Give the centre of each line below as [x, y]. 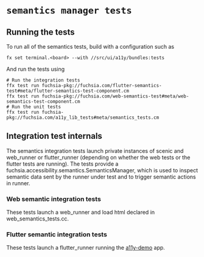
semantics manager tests [69, 11]
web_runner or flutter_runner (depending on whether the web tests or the [98, 157]
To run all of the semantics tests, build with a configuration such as [90, 47]
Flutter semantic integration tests [57, 234]
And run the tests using [36, 69]
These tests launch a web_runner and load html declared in [81, 213]
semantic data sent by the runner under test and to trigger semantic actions [101, 177]
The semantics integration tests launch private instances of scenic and [95, 150]
